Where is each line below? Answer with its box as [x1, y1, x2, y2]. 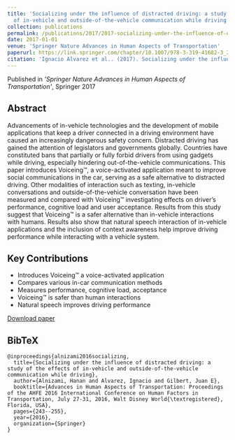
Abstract [7, 103, 47, 115]
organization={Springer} [13, 420, 86, 427]
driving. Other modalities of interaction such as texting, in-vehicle [7, 180, 196, 189]
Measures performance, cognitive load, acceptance [17, 286, 167, 294]
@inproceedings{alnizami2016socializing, [7, 353, 130, 360]
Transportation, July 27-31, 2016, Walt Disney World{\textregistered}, [7, 396, 224, 403]
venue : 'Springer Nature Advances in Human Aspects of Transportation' [7, 43, 220, 50]
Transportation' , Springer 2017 [7, 82, 96, 91]
